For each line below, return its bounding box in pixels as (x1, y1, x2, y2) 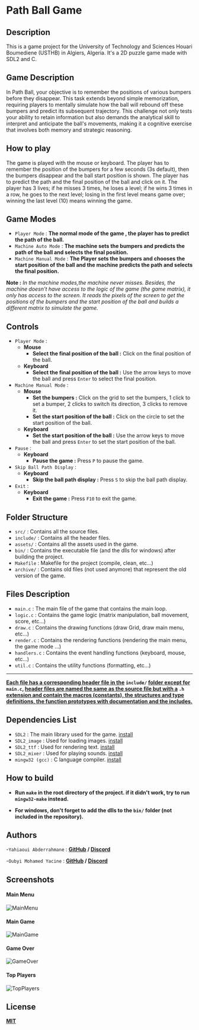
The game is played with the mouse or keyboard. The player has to (6, 159, 169, 166)
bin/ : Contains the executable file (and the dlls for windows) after (14, 547, 176, 554)
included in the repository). (14, 813, 84, 820)
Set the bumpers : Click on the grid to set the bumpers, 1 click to (32, 394, 191, 401)
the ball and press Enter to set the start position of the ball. (32, 438, 176, 446)
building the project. (14, 553, 64, 561)
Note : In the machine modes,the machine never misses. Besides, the (6, 279, 176, 287)
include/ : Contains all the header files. (14, 535, 111, 542)
